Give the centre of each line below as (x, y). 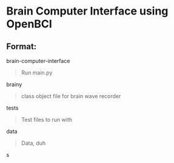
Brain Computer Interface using (87, 11)
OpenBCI (29, 24)
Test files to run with (47, 120)
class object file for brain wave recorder (71, 96)
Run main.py (37, 73)
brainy (14, 84)
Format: (22, 46)
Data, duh (33, 143)
